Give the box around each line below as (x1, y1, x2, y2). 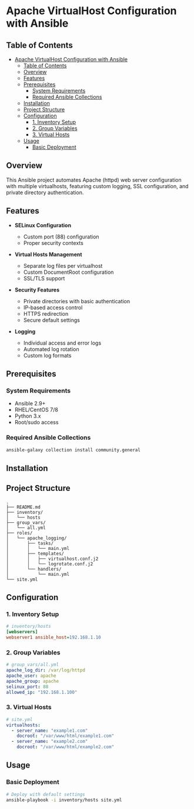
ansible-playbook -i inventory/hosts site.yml (6, 797, 122, 803)
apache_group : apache (6, 678, 59, 684)
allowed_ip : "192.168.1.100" (6, 689, 78, 695)
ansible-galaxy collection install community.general (6, 447, 141, 453)
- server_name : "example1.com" (11, 728, 88, 733)
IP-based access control (23, 304, 83, 311)
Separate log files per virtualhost (23, 262, 103, 269)
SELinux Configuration (14, 221, 72, 228)
